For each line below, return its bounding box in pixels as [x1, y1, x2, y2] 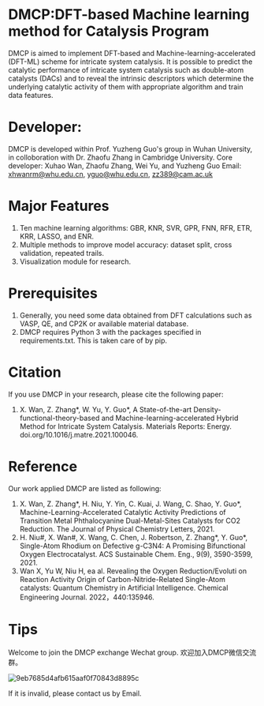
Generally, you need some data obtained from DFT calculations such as [19, 310, 252, 320]
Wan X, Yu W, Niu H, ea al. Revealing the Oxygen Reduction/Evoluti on [19, 566, 247, 576]
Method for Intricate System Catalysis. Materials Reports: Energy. [19, 421, 232, 431]
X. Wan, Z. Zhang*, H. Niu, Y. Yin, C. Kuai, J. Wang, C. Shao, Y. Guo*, [19, 499, 242, 509]
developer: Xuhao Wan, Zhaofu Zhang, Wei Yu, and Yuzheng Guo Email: [8, 160, 242, 171]
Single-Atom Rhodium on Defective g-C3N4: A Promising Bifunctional [19, 541, 246, 550]
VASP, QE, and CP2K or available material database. [19, 318, 189, 329]
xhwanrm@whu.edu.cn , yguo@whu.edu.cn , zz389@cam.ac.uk [8, 169, 213, 178]
